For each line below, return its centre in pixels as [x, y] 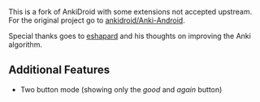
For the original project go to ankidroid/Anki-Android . [97, 20]
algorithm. [26, 45]
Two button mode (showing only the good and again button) [121, 89]
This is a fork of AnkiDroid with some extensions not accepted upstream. [130, 12]
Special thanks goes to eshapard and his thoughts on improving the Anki [130, 36]
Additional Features [59, 70]
